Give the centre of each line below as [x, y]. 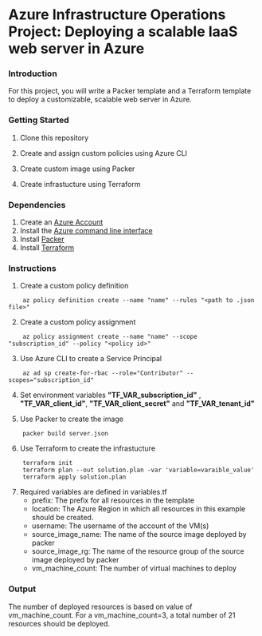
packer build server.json [66, 434]
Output [22, 589]
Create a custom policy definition [74, 286]
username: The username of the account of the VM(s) [120, 526]
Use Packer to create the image [71, 419]
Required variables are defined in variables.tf [93, 492]
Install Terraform [47, 248]
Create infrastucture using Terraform [80, 184]
